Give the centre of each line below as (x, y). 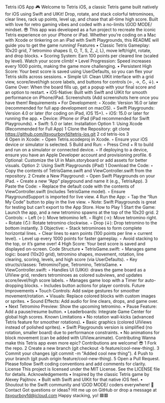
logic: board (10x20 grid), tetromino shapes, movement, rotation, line (74, 254)
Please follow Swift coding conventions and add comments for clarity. (76, 364)
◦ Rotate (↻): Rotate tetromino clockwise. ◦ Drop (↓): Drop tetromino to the (81, 223)
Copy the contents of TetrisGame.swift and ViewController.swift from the (79, 171)
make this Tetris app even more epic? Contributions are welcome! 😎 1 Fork (81, 343)
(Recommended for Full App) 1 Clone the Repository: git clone (68, 129)
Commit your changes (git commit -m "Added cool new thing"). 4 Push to (79, 353)
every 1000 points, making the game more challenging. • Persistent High (79, 66)
